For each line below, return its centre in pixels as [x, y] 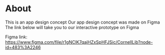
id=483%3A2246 [23, 47]
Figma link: [16, 37]
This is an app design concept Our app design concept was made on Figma [82, 22]
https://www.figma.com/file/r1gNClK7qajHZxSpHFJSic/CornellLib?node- [79, 42]
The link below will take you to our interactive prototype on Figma [72, 27]
